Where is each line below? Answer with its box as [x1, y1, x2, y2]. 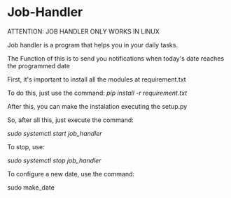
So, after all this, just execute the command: [7, 116, 134, 124]
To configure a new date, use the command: [7, 169, 135, 178]
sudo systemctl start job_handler [7, 129, 103, 137]
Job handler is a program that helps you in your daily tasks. [7, 40, 178, 49]
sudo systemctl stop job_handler [7, 156, 101, 165]
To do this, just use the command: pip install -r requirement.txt [7, 89, 188, 97]
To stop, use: [7, 142, 45, 151]
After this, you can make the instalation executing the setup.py [7, 102, 188, 110]
